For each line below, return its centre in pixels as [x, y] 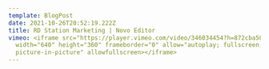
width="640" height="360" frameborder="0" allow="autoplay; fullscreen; [139, 45]
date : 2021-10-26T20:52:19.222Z [62, 23]
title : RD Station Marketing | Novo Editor [82, 30]
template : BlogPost [41, 15]
